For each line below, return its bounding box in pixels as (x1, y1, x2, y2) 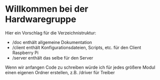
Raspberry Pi (12, 50, 39, 56)
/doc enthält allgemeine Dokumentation (12, 39, 92, 45)
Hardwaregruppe (5, 14, 77, 25)
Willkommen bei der (5, 3, 88, 15)
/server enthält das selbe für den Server (12, 55, 93, 60)
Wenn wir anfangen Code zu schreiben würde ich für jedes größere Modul (5, 64, 156, 70)
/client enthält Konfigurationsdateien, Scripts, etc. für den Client (12, 44, 141, 50)
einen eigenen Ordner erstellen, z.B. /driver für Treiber (5, 69, 115, 75)
